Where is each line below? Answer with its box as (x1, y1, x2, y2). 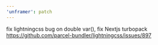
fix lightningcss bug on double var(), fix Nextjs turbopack (6, 25, 148, 32)
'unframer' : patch (6, 8, 52, 15)
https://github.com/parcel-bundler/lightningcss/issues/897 (6, 31, 152, 39)
